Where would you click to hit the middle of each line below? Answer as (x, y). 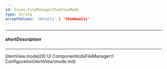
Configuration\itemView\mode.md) (41, 62)
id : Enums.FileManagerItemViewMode (42, 10)
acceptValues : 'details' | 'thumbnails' (48, 19)
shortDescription (23, 39)
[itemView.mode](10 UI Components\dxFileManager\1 (60, 56)
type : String (19, 14)
